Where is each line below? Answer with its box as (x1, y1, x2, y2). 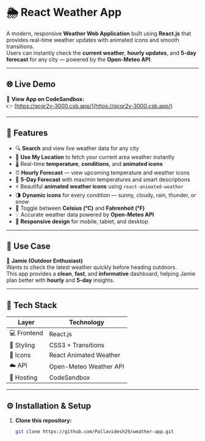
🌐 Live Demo (6, 79, 56, 90)
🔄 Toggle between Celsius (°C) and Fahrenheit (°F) (15, 204, 145, 212)
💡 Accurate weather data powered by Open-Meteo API (15, 210, 154, 218)
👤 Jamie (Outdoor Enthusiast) (6, 257, 84, 265)
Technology (69, 318, 105, 327)
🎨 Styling (9, 341, 35, 350)
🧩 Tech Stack (6, 300, 57, 310)
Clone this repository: (15, 417, 72, 424)
